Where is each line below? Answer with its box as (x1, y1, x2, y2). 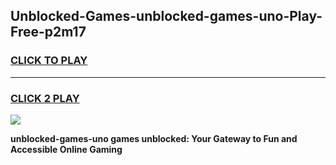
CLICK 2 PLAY (10, 91, 80, 105)
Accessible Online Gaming (10, 143, 123, 155)
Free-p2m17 (10, 24, 87, 41)
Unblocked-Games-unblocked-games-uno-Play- (10, 8, 323, 25)
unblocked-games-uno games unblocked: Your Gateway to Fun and (10, 132, 298, 144)
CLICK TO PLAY (10, 54, 88, 68)
